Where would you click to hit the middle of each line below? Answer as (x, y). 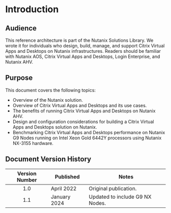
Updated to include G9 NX (120, 197)
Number (27, 180)
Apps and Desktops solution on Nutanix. (55, 127)
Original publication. (113, 188)
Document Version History (48, 159)
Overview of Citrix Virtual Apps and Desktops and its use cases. (80, 105)
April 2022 (64, 188)
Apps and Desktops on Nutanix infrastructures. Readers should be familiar (83, 51)
